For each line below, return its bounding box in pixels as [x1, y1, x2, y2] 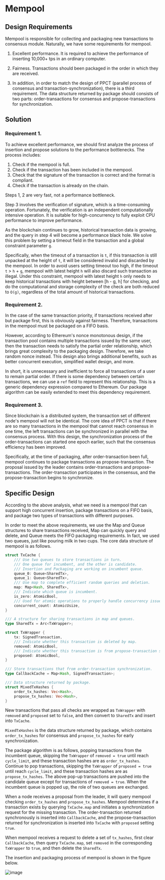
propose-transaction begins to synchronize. [5, 475, 94, 481]
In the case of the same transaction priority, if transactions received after [5, 312, 153, 318]
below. [5, 860, 19, 866]
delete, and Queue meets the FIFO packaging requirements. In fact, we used [5, 533, 160, 538]
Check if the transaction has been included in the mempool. [12, 166, 134, 173]
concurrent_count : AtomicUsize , [14, 603, 80, 608]
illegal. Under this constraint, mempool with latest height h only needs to [5, 273, 151, 279]
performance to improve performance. [5, 217, 83, 223]
